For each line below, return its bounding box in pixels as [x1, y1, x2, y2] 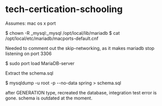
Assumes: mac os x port [5, 20, 56, 26]
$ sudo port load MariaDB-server [5, 60, 75, 66]
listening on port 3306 [5, 50, 52, 57]
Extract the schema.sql [5, 70, 53, 76]
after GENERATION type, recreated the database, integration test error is [5, 89, 157, 95]
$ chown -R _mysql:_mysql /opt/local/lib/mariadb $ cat [5, 30, 120, 36]
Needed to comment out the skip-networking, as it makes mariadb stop [5, 45, 155, 51]
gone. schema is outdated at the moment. [5, 95, 92, 101]
